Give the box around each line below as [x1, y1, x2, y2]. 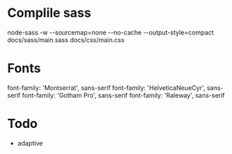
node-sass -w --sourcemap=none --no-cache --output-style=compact [7, 28, 214, 37]
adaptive [17, 139, 44, 147]
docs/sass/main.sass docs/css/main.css [7, 35, 125, 44]
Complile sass [7, 5, 91, 21]
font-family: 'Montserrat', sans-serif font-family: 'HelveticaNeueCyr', [7, 83, 206, 92]
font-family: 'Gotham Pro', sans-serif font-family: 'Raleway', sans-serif [22, 91, 225, 99]
